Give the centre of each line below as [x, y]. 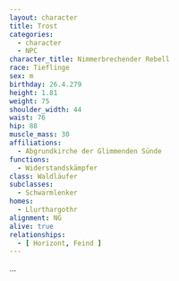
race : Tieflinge [39, 68]
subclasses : [31, 185]
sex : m [21, 76]
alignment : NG [36, 218]
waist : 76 [28, 118]
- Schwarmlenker [47, 193]
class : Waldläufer [43, 176]
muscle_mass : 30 [39, 135]
